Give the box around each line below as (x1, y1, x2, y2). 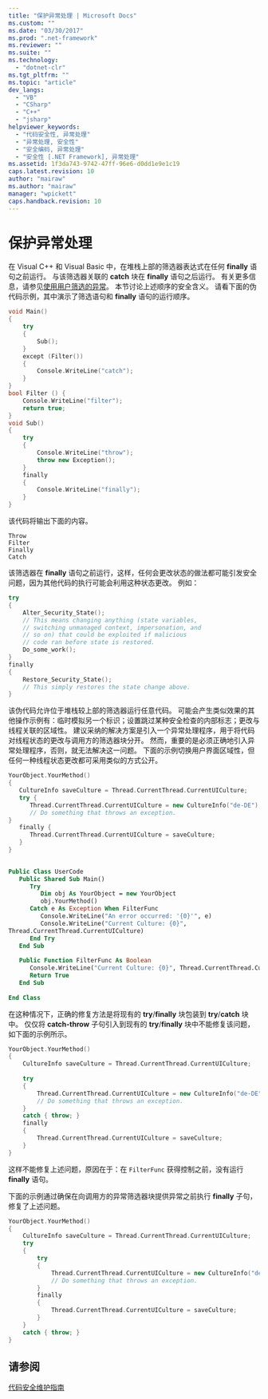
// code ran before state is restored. (22, 638, 156, 646)
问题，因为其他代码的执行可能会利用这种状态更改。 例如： (8, 578, 199, 587)
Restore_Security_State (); (22, 675, 112, 683)
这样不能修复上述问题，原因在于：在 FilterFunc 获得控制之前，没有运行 (8, 1164, 244, 1174)
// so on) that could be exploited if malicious (22, 631, 187, 639)
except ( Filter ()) (22, 352, 84, 360)
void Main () (8, 308, 48, 316)
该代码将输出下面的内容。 (8, 516, 93, 526)
